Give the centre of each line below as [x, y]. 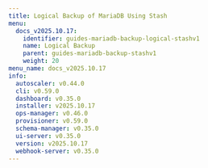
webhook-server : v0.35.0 [57, 151]
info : [17, 76]
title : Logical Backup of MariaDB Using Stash [88, 16]
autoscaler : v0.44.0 [50, 83]
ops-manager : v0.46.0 [52, 114]
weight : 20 [41, 61]
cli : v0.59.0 [37, 91]
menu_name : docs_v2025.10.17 [57, 69]
